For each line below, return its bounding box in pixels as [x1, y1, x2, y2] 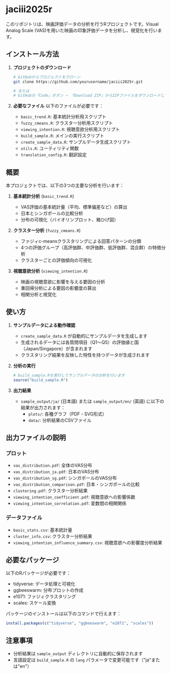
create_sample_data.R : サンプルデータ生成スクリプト [20, 139, 131, 145]
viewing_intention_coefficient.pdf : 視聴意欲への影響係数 [13, 494, 136, 500]
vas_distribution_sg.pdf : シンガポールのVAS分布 [13, 475, 117, 481]
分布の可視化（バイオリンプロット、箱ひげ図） [20, 217, 119, 223]
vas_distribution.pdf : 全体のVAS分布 [13, 463, 93, 469]
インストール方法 [6, 50, 59, 59]
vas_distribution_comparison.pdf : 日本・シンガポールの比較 [13, 481, 140, 487]
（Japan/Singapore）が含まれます [20, 345, 93, 351]
